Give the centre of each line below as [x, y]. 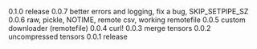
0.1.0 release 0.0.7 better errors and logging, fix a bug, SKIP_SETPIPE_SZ [128, 11]
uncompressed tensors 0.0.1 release [68, 36]
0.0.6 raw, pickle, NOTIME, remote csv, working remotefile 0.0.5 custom [127, 20]
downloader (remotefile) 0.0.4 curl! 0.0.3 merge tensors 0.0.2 [110, 28]
